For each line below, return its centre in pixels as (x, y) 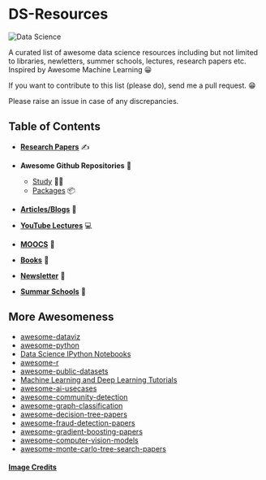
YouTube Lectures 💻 (56, 225)
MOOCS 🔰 (37, 244)
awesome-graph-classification (71, 405)
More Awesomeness (61, 317)
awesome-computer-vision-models (79, 440)
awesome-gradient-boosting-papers (82, 431)
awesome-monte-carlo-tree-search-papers (93, 448)
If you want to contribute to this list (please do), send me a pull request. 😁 (132, 85)
